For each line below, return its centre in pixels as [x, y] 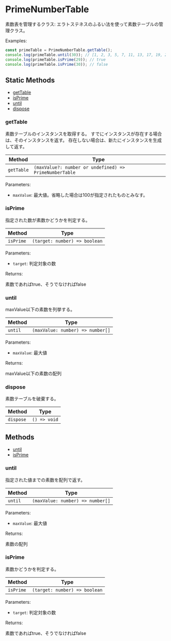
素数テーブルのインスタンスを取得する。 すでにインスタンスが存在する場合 [84, 134]
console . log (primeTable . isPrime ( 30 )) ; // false [57, 64]
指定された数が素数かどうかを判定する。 [48, 220]
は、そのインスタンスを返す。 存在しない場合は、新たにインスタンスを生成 [83, 140]
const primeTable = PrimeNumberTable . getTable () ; [59, 50]
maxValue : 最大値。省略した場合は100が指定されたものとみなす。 [80, 195]
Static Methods [30, 80]
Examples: [16, 41]
